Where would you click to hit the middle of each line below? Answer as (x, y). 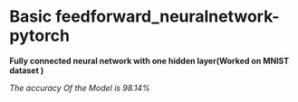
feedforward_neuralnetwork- (168, 17)
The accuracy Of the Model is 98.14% (80, 88)
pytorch (40, 36)
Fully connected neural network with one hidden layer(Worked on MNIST (149, 60)
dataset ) (27, 70)
